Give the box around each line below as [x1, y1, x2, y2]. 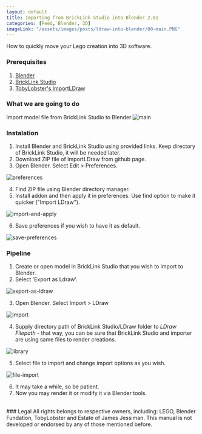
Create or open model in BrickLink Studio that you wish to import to [15, 263, 184, 270]
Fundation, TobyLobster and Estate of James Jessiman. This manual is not [6, 415, 192, 422]
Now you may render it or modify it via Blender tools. [15, 390, 147, 397]
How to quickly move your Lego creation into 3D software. [6, 43, 152, 50]
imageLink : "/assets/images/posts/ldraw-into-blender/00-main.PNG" [6, 26, 181, 32]
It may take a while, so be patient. [15, 383, 99, 390]
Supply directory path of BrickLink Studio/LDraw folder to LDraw [15, 323, 177, 331]
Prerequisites [6, 58, 47, 66]
